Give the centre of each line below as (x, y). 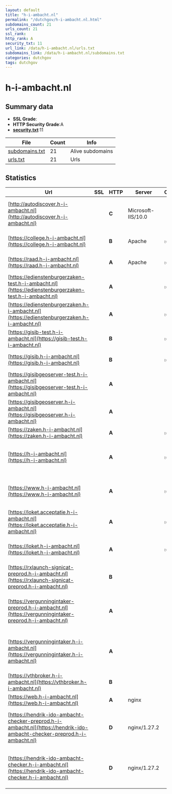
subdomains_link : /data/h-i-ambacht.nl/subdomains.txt (65, 53)
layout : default (23, 10)
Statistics (21, 178)
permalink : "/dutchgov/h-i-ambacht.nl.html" (53, 19)
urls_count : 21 (21, 29)
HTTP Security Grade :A (38, 125)
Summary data (29, 106)
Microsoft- (141, 211)
